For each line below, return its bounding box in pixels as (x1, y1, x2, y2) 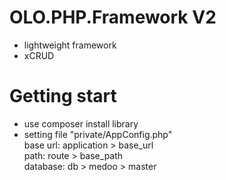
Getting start (9, 85, 117, 108)
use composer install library (23, 117, 139, 130)
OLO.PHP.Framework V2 (9, 6, 217, 29)
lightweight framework (23, 39, 117, 51)
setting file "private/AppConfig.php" (23, 128, 173, 140)
